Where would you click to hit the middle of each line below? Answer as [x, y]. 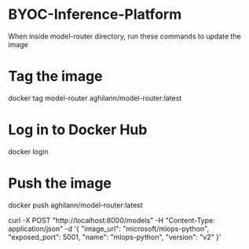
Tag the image [56, 77]
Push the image [60, 183]
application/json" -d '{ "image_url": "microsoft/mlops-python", [109, 229]
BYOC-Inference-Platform [95, 15]
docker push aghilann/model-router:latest [75, 205]
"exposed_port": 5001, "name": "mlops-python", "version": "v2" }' [115, 236]
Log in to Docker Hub [78, 130]
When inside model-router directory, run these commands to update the [124, 36]
